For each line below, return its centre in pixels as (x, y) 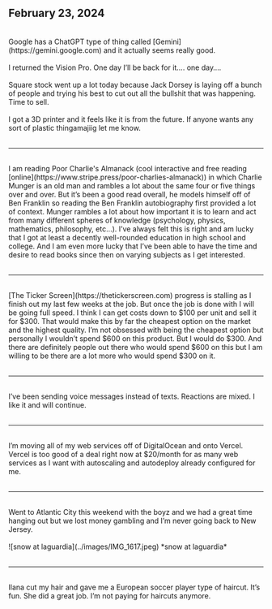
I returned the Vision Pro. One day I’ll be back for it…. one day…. (115, 67)
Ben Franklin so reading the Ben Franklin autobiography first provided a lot (132, 203)
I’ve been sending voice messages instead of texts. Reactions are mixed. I (132, 396)
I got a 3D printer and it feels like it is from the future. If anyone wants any (131, 119)
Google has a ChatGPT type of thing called (80, 41)
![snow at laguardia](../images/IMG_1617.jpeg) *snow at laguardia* (118, 546)
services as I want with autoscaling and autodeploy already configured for (132, 463)
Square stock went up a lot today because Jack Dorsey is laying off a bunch (135, 84)
